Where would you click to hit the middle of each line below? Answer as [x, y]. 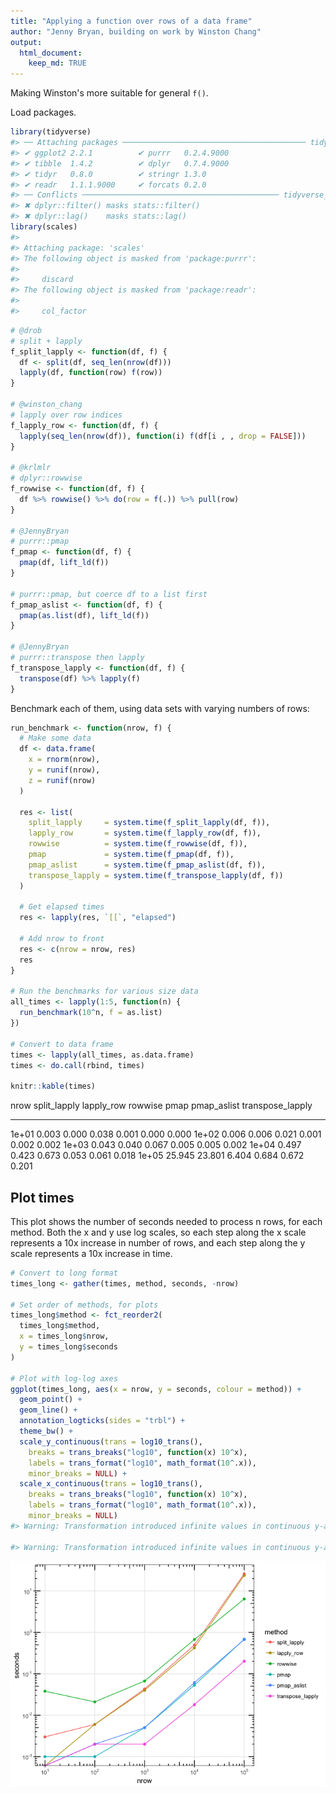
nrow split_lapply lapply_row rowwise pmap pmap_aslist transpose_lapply [161, 1106]
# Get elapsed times [62, 907]
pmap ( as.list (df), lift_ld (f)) [84, 615]
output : [26, 42]
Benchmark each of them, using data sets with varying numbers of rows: [160, 708]
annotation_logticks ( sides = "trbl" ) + [102, 1421]
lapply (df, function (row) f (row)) [91, 373]
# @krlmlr [31, 468]
